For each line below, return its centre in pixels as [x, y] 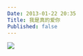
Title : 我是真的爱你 [34, 20]
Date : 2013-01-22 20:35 [42, 13]
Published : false [32, 26]
